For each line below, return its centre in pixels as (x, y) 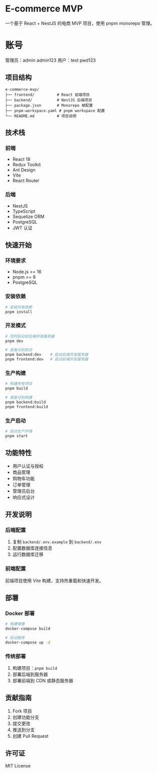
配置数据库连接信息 (32, 548)
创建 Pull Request (30, 736)
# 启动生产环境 (19, 432)
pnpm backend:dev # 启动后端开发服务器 (47, 355)
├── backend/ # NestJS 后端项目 (49, 100)
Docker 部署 (20, 613)
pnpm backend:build (26, 402)
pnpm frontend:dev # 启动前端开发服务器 (47, 359)
